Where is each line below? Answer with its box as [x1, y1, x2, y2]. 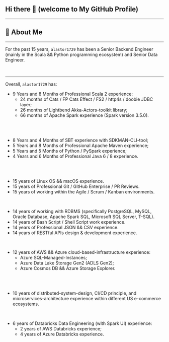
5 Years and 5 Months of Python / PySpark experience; [12, 148, 127, 154]
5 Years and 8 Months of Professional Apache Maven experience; [12, 142, 149, 149]
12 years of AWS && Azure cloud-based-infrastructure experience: [12, 249, 151, 255]
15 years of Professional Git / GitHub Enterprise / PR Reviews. [12, 183, 140, 189]
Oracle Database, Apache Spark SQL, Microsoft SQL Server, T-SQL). [12, 214, 155, 220]
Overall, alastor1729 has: [5, 81, 57, 87]
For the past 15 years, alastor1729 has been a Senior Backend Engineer [5, 46, 153, 52]
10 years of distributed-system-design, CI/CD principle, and [12, 290, 137, 296]
